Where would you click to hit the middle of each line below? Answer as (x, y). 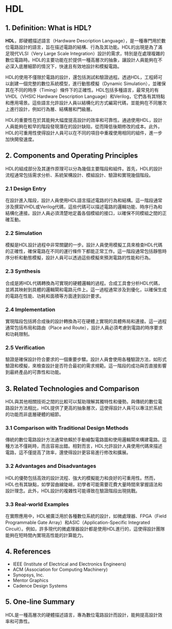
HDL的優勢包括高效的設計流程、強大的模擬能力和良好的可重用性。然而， (82, 478)
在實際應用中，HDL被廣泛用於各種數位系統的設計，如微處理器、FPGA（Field (86, 516)
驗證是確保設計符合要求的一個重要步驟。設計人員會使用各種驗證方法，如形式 (86, 359)
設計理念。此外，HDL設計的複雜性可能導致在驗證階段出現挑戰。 (73, 491)
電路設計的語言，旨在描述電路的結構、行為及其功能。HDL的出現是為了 (84, 47)
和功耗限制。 (19, 334)
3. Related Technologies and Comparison (72, 389)
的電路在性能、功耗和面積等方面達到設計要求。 (55, 296)
